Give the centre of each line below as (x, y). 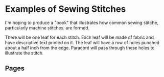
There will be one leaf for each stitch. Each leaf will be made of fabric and (80, 37)
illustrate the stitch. (24, 53)
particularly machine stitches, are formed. (47, 27)
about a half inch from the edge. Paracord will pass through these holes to (80, 48)
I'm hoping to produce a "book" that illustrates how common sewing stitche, (82, 23)
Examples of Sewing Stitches (66, 9)
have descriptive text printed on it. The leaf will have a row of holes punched (82, 42)
